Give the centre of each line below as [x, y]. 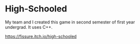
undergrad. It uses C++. [29, 27]
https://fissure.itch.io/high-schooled [41, 36]
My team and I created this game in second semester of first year [70, 22]
